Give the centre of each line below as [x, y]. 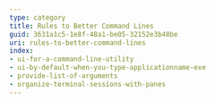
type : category [38, 17]
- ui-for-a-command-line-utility [72, 59]
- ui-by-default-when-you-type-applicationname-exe [107, 68]
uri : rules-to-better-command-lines [77, 43]
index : [21, 51]
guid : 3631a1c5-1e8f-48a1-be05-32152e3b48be [94, 34]
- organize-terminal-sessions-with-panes [88, 84]
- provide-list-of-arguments [64, 76]
